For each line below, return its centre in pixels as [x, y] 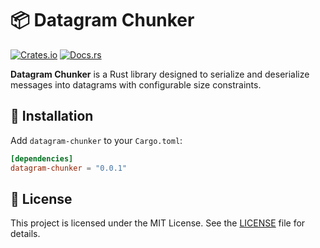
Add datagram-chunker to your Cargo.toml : [96, 140]
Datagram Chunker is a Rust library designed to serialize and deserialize [160, 74]
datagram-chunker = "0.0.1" [69, 168]
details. [25, 234]
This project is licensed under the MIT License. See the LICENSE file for [158, 223]
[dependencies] [42, 158]
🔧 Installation [52, 116]
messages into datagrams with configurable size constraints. [136, 84]
